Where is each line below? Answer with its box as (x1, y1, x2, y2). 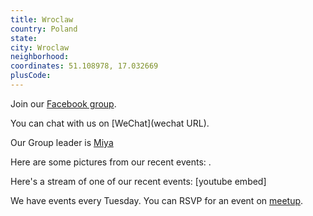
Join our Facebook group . (10, 97, 117, 110)
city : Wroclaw (10, 42, 70, 53)
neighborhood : (10, 52, 70, 62)
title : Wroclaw (10, 14, 74, 25)
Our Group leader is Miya (10, 136, 114, 148)
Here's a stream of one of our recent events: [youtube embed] (10, 175, 267, 187)
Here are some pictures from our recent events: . (10, 156, 212, 168)
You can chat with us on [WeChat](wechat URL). (10, 117, 210, 129)
